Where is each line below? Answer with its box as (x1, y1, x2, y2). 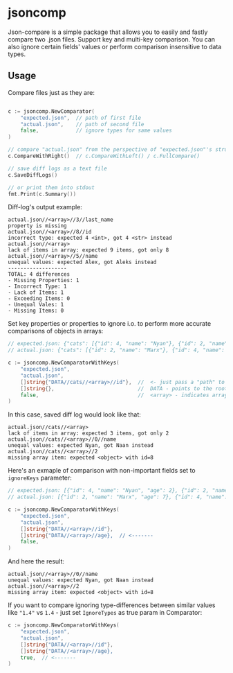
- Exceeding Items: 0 (8, 295, 71, 302)
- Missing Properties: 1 (8, 277, 80, 284)
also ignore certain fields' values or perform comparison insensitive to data (8, 42, 222, 51)
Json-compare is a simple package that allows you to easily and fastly (8, 28, 208, 36)
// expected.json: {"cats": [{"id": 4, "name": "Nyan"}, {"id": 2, (8, 340, 207, 347)
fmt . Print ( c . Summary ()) (8, 191, 77, 198)
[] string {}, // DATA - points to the (20, 385, 213, 392)
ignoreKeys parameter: (8, 473, 72, 482)
